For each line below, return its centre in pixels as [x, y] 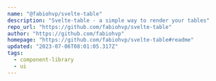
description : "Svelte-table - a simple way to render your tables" [109, 20]
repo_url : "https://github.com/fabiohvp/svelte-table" [90, 27]
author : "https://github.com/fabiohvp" [66, 33]
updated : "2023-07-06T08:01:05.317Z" [63, 46]
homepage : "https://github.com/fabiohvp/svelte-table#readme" [101, 40]
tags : [15, 54]
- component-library [44, 60]
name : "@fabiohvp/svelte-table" [55, 14]
